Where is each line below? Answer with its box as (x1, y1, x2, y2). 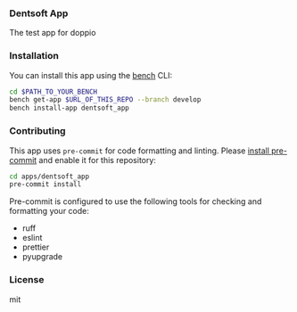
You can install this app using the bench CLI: (9, 70, 173, 80)
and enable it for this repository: (38, 154, 156, 165)
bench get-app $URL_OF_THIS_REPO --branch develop (9, 95, 202, 104)
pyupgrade (21, 251, 63, 262)
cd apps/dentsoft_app (9, 172, 90, 181)
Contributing (9, 125, 66, 137)
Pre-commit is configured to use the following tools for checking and (9, 196, 262, 207)
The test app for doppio (9, 28, 96, 38)
